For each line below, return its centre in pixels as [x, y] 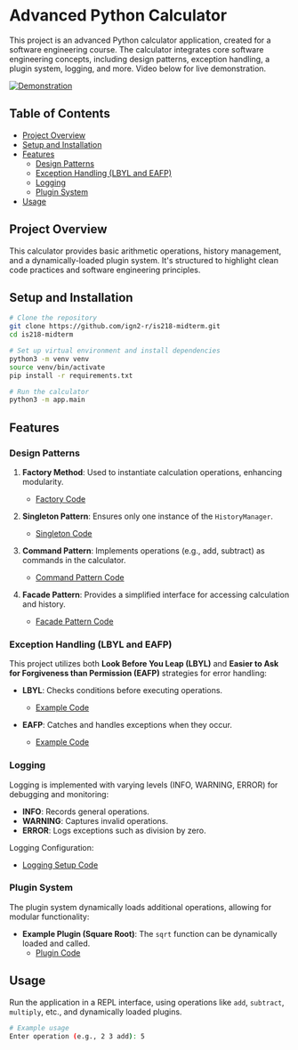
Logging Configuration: [52, 847]
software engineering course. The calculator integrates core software [137, 49]
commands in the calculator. [74, 560]
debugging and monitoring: [59, 794]
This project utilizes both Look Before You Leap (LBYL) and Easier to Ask [144, 664]
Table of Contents [60, 113]
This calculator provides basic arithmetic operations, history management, [145, 251]
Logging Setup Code [60, 865]
